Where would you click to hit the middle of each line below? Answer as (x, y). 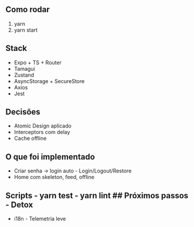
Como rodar (28, 10)
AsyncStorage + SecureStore (49, 81)
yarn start (26, 30)
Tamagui (25, 68)
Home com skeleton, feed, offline (54, 177)
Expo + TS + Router (38, 62)
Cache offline (30, 138)
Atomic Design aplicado (42, 126)
